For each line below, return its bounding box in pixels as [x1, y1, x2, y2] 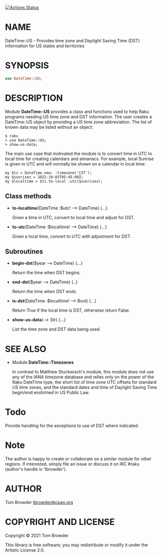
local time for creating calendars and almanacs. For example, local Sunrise [5, 156, 154, 162]
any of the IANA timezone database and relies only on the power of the [12, 374, 154, 380]
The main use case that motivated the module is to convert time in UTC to [5, 150, 152, 156]
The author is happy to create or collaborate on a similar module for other [5, 456, 152, 462]
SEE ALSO [5, 343, 47, 354]
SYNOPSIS [5, 60, 49, 71]
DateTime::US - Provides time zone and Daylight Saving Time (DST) [5, 37, 140, 43]
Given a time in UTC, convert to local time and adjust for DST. [12, 214, 135, 220]
